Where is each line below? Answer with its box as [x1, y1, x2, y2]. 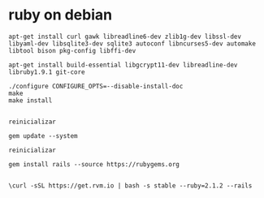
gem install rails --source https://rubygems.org [8, 160, 180, 168]
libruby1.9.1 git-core [8, 67, 85, 76]
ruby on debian [8, 6, 112, 24]
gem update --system [8, 131, 79, 140]
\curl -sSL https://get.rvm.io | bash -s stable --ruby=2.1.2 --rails [8, 181, 253, 190]
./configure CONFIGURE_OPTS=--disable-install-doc [8, 82, 184, 90]
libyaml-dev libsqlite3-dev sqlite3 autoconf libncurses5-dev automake [8, 39, 256, 48]
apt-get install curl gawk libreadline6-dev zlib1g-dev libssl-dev [8, 32, 242, 41]
